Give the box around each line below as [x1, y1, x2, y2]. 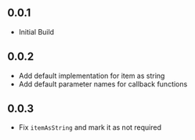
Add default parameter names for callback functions [18, 79, 188, 89]
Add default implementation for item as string [18, 71, 165, 80]
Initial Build [18, 27, 55, 36]
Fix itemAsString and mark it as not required [18, 123, 162, 132]
